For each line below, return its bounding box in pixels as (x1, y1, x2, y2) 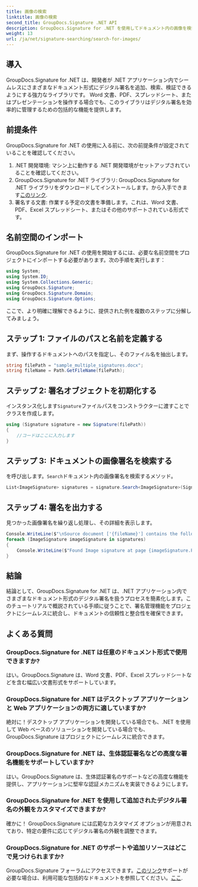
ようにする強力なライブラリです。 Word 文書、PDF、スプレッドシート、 (6, 91, 181, 98)
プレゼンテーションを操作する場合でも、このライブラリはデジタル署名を (11, 98, 187, 105)
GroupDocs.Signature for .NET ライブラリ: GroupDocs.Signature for (14, 176, 180, 183)
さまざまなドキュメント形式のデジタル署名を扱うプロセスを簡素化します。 (6, 595, 187, 602)
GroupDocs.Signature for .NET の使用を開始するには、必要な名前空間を (6, 249, 180, 256)
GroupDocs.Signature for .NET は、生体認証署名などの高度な (6, 749, 181, 757)
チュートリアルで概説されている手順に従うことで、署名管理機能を (11, 603, 171, 610)
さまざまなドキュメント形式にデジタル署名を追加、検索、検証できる (26, 83, 192, 90)
